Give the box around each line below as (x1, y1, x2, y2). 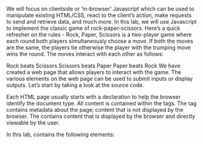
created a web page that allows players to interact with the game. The (6, 69, 181, 75)
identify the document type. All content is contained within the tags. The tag (6, 100, 197, 107)
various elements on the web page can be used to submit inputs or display (6, 75, 193, 82)
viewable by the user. (6, 119, 60, 126)
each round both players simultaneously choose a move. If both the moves (6, 38, 193, 44)
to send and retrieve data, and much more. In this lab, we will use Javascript (6, 18, 197, 25)
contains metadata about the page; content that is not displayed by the (6, 106, 184, 113)
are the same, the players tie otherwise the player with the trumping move (6, 44, 191, 51)
